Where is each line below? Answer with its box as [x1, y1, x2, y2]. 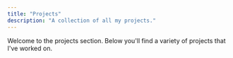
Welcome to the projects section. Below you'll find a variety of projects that [7, 36, 226, 45]
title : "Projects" [7, 10, 61, 18]
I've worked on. [7, 44, 53, 52]
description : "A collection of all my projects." [7, 17, 157, 24]
